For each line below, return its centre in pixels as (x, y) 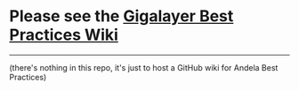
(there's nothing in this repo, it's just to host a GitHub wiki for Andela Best (144, 67)
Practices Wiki (64, 35)
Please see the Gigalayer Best (121, 16)
